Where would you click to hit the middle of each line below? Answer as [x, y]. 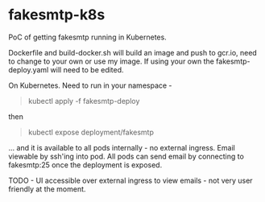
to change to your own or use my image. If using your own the [112, 61]
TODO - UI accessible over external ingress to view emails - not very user [130, 180]
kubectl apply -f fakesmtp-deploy [84, 101]
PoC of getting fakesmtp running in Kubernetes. [87, 37]
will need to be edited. [87, 69]
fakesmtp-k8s [57, 15]
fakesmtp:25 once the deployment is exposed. [85, 165]
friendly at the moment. [47, 189]
